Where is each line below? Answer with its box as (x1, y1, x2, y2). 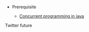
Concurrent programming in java (19, 13, 84, 19)
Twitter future (5, 22, 32, 28)
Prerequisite (12, 4, 36, 10)
